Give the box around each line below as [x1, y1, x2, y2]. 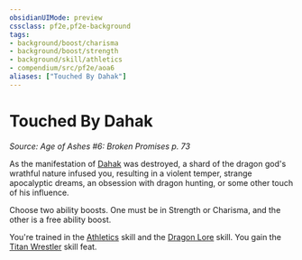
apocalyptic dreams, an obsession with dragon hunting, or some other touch [9, 177, 294, 188]
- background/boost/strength [9, 47, 119, 56]
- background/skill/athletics [9, 55, 124, 64]
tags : [9, 30, 30, 39]
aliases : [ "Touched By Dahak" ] [9, 72, 127, 81]
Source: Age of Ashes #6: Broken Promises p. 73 [9, 141, 191, 152]
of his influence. [9, 187, 69, 198]
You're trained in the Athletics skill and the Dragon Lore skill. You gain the [9, 231, 282, 242]
